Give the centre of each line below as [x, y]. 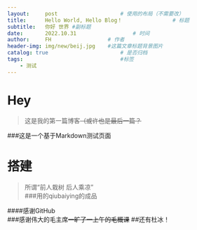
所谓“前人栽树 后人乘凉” [59, 187]
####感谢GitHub [32, 210]
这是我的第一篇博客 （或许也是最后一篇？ [83, 120]
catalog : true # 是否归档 [77, 53]
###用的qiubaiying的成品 [61, 196]
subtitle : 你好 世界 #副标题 [49, 27]
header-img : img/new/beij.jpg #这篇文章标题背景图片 [85, 46]
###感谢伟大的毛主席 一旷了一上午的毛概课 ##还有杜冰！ [89, 219]
